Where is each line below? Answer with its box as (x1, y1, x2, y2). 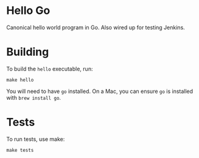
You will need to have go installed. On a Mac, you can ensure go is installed (6, 88, 194, 95)
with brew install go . (6, 94, 61, 101)
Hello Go (6, 4, 51, 18)
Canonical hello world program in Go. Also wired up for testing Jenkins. (6, 24, 186, 31)
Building (6, 45, 49, 59)
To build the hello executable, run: (6, 65, 93, 72)
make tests (6, 147, 34, 153)
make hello (6, 77, 34, 83)
